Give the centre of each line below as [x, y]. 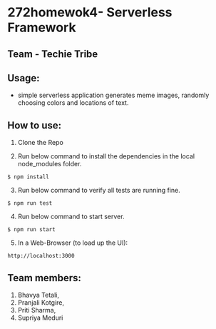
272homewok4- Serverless [90, 12]
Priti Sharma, [37, 310]
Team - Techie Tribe [53, 54]
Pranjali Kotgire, [41, 303]
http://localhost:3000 [41, 256]
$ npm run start [31, 230]
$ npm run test [30, 203]
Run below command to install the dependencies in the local [106, 156]
